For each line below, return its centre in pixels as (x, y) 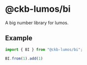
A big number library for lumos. (37, 23)
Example (19, 38)
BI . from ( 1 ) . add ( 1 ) (24, 58)
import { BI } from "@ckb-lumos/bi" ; (44, 49)
